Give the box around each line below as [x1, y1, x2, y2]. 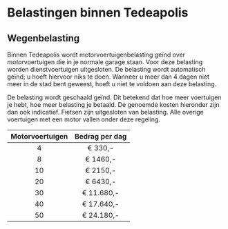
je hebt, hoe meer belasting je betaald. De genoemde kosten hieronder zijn [7, 101, 220, 108]
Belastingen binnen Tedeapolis [7, 5, 189, 21]
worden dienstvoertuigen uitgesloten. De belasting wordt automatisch [7, 66, 206, 73]
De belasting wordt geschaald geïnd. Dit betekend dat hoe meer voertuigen [7, 93, 222, 101]
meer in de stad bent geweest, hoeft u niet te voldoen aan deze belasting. [7, 80, 217, 88]
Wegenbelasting [7, 32, 80, 44]
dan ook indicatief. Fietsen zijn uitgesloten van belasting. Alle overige [7, 108, 204, 116]
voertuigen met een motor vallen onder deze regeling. [7, 115, 161, 123]
